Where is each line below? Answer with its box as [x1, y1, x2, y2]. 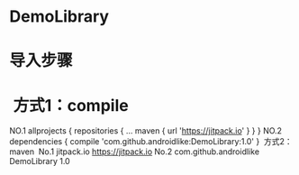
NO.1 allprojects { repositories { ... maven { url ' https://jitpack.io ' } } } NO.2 [9, 125, 282, 136]
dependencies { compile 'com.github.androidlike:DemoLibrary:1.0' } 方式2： [9, 136, 293, 147]
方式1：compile [13, 95, 129, 115]
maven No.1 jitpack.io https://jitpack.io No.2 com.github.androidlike [9, 146, 259, 157]
